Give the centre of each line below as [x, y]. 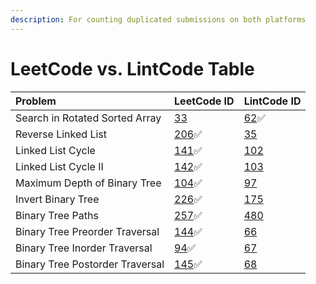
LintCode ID [272, 101]
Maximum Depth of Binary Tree [88, 183]
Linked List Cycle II [59, 166]
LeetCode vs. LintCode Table [132, 68]
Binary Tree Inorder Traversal [84, 248]
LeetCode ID [204, 101]
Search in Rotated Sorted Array [88, 118]
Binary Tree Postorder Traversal [90, 264]
